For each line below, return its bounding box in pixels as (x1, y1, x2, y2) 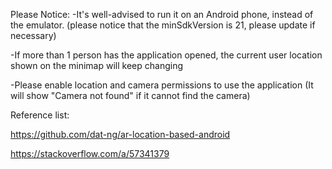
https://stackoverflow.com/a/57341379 (10, 148, 170, 159)
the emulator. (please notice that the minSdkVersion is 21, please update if (10, 19, 316, 31)
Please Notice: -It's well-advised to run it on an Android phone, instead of (10, 9, 314, 20)
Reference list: (10, 109, 70, 121)
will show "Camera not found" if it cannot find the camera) (10, 90, 251, 101)
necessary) (10, 30, 57, 41)
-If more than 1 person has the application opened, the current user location (10, 49, 323, 61)
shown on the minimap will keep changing (10, 60, 184, 71)
